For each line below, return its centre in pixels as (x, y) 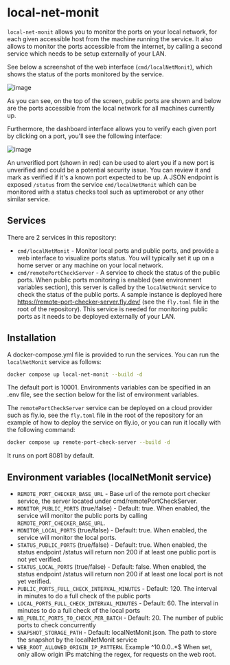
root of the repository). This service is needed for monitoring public (112, 309)
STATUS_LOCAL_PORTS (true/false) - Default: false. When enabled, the (112, 567)
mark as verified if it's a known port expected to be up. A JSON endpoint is (113, 177)
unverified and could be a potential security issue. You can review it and (109, 170)
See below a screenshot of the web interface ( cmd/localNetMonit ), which (110, 67)
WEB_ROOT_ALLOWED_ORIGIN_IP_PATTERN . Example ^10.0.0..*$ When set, (115, 647)
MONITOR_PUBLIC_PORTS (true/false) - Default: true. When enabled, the (114, 508)
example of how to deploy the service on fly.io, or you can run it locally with (114, 422)
